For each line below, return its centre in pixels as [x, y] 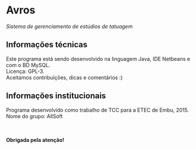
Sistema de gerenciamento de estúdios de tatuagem [69, 26]
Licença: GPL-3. [25, 71]
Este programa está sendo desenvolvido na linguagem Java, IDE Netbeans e [98, 58]
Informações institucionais [56, 96]
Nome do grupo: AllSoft [35, 116]
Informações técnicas [47, 45]
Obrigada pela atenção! [35, 140]
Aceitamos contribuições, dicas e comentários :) [64, 77]
